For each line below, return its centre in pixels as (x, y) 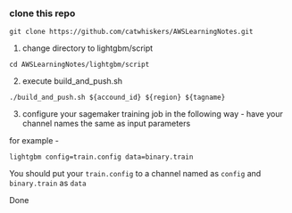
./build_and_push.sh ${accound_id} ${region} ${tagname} (117, 98)
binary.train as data (48, 183)
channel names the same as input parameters (106, 124)
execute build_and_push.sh (72, 81)
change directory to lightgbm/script (88, 48)
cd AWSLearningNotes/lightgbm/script (79, 65)
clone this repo (42, 13)
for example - (34, 141)
